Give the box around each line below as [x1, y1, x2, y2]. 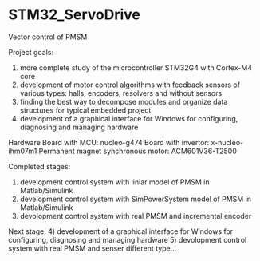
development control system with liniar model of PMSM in [19, 177, 210, 187]
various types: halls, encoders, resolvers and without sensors [19, 88, 223, 97]
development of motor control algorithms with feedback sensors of [19, 80, 241, 89]
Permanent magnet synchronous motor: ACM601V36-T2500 [38, 146, 238, 156]
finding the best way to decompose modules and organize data [19, 97, 228, 106]
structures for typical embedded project [19, 105, 152, 115]
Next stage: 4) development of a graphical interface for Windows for [8, 226, 234, 236]
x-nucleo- [211, 137, 244, 147]
